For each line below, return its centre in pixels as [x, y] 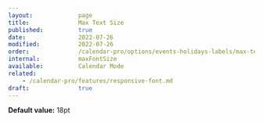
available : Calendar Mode [66, 66]
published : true [50, 30]
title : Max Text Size [66, 23]
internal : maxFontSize [63, 59]
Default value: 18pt [39, 110]
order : [19, 52]
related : [22, 74]
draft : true [50, 88]
